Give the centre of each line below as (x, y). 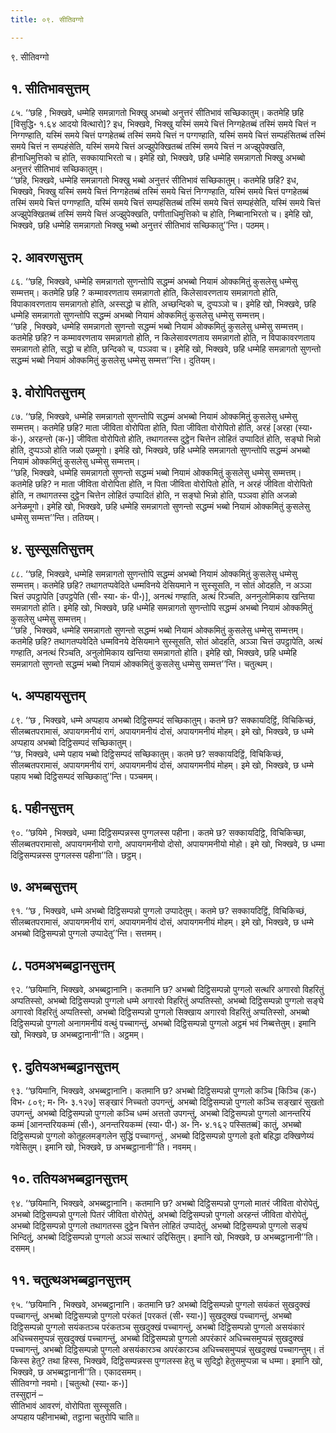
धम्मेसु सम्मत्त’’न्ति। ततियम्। (55, 518)
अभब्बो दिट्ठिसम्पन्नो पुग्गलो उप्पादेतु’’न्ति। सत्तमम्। (86, 933)
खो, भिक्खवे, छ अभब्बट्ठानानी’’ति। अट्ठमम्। (77, 1035)
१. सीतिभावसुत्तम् (49, 89)
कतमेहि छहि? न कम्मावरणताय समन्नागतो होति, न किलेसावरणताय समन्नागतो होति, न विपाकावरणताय (162, 338)
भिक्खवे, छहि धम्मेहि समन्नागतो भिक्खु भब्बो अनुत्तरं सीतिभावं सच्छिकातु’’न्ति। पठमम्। (140, 225)
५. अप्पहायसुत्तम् (48, 696)
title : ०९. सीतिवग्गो (47, 19)
